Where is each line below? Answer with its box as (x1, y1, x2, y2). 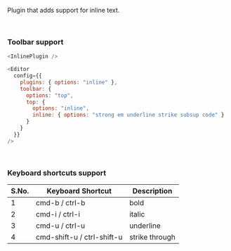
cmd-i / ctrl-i (36, 209, 81, 219)
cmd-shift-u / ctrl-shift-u (36, 232, 123, 242)
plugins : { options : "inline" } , (20, 79, 118, 86)
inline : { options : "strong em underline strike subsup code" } (32, 112, 225, 119)
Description (132, 186, 173, 195)
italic (129, 209, 145, 219)
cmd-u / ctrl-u (36, 221, 86, 231)
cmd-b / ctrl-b (36, 198, 86, 207)
